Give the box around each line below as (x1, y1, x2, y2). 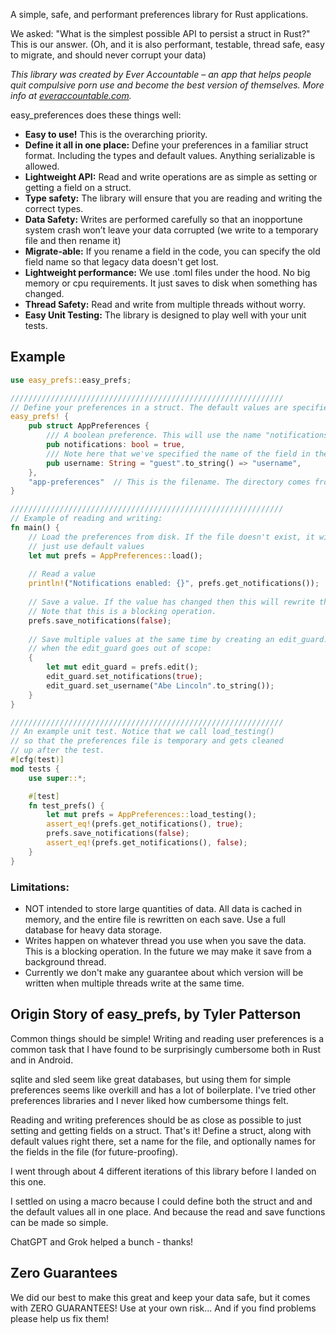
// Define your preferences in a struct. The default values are (10, 402, 288, 413)
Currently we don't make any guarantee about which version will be (24, 966, 304, 978)
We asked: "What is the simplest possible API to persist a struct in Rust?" (10, 28, 311, 39)
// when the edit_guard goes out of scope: (28, 644, 213, 654)
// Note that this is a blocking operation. (28, 606, 217, 616)
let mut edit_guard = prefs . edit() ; (46, 662, 199, 673)
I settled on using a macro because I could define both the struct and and (10, 1195, 313, 1207)
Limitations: (10, 880, 70, 894)
